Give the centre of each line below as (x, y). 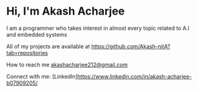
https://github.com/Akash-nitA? (131, 46)
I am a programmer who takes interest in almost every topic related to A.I (98, 28)
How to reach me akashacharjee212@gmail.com (67, 65)
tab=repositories (27, 52)
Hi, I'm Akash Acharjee (66, 11)
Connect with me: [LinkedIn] (42, 76)
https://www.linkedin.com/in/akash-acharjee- (135, 76)
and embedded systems (37, 34)
